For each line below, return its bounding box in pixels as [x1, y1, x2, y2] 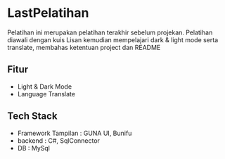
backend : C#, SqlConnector [17, 136, 101, 145]
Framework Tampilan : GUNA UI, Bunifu [17, 129, 132, 137]
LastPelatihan [7, 5, 89, 21]
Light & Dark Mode [17, 82, 72, 91]
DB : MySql [17, 144, 51, 152]
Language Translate [17, 89, 76, 98]
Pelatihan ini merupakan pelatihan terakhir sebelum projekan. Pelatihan [7, 28, 213, 37]
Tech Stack [7, 110, 58, 122]
